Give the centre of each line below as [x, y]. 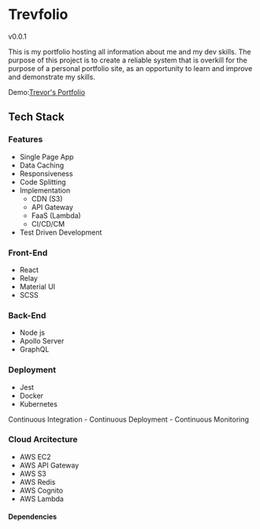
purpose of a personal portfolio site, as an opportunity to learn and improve [130, 68]
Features [26, 140]
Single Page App [46, 156]
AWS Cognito [41, 490]
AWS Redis [37, 482]
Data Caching [42, 165]
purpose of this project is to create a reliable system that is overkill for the [128, 60]
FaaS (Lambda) [56, 216]
